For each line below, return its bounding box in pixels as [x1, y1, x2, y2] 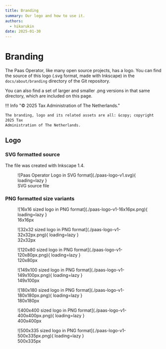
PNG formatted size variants [5, 195, 75, 202]
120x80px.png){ [17, 252, 51, 258]
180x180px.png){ [17, 292, 52, 298]
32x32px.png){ [17, 232, 49, 238]
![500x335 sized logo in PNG [17, 328, 77, 334]
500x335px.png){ [17, 333, 54, 339]
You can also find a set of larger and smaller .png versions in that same [5, 87, 150, 94]
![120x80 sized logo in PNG [17, 247, 73, 253]
